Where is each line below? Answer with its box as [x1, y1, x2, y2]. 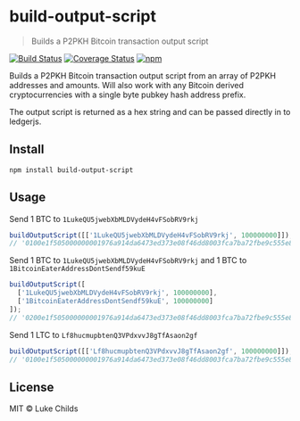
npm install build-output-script [9, 165, 134, 175]
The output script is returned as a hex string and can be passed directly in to [9, 106, 291, 117]
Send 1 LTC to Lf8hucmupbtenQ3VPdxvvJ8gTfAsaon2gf [9, 329, 198, 340]
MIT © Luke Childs [9, 403, 79, 414]
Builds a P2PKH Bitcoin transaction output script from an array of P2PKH [9, 70, 277, 81]
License [9, 379, 54, 394]
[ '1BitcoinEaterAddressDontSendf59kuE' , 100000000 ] [17, 297, 214, 306]
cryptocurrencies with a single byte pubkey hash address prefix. [9, 89, 246, 100]
